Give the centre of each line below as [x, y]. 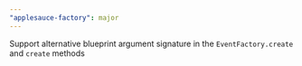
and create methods [47, 53]
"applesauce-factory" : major [64, 18]
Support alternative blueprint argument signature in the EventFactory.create [151, 43]
